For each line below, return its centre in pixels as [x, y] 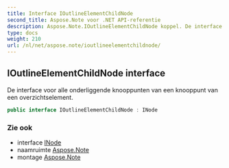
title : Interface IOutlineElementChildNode [70, 13]
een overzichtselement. [40, 97]
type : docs [23, 33]
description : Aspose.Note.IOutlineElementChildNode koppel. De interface [115, 26]
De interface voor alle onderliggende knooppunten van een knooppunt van [112, 90]
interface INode [39, 143]
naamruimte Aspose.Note [53, 149]
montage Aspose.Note [49, 157]
